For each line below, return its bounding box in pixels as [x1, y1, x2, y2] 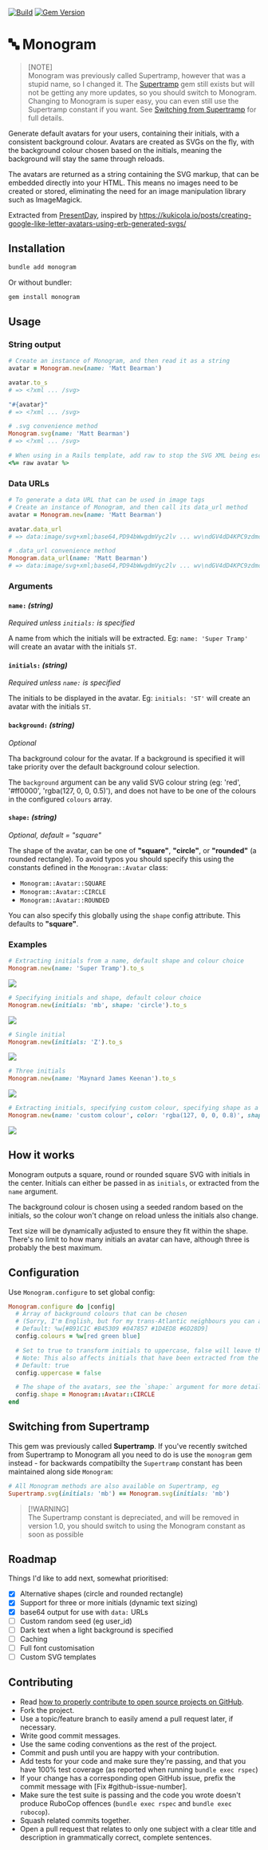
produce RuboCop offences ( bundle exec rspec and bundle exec [19, 1798, 233, 1808]
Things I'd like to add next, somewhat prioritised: [8, 1573, 169, 1583]
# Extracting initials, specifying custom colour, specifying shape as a [8, 1104, 259, 1112]
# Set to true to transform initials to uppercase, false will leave [15, 1346, 251, 1355]
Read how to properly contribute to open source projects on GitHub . [19, 1697, 244, 1706]
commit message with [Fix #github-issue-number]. [19, 1781, 187, 1791]
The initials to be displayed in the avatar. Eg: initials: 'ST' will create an [8, 694, 251, 703]
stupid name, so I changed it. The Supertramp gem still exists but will [27, 79, 255, 89]
